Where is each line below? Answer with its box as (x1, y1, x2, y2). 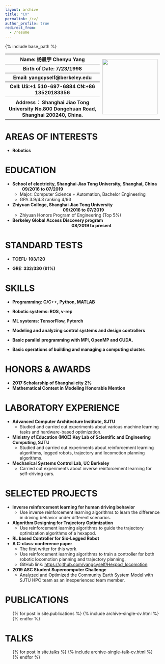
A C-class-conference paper (12, 540, 73, 546)
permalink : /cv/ (5, 16, 38, 21)
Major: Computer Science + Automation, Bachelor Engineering (19, 191, 146, 197)
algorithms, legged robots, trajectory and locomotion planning (19, 450, 145, 455)
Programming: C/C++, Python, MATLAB (12, 299, 95, 305)
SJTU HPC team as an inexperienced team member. (19, 577, 125, 583)
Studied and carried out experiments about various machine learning (19, 424, 159, 429)
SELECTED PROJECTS (5, 488, 98, 499)
